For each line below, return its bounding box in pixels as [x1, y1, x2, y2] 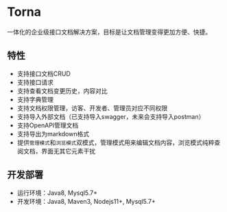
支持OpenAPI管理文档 [16, 121, 79, 129]
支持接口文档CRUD [16, 70, 71, 78]
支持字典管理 [16, 95, 53, 103]
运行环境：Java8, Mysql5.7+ [16, 189, 98, 197]
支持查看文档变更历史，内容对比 [16, 87, 108, 95]
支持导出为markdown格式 [16, 129, 90, 138]
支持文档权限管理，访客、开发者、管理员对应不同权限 [16, 104, 168, 112]
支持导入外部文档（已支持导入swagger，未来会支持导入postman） [16, 112, 205, 120]
